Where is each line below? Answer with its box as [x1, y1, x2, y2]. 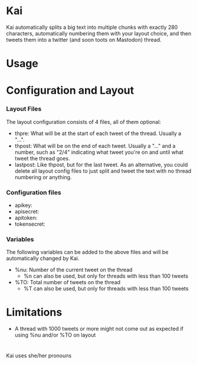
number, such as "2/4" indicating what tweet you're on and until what [14, 149, 184, 156]
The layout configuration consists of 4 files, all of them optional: [6, 118, 161, 125]
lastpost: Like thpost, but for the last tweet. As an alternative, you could [14, 161, 188, 168]
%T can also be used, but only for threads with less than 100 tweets [23, 285, 189, 292]
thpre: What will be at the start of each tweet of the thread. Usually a [14, 130, 182, 137]
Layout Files [6, 105, 42, 113]
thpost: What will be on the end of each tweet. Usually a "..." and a [14, 142, 176, 149]
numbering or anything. [14, 173, 72, 180]
